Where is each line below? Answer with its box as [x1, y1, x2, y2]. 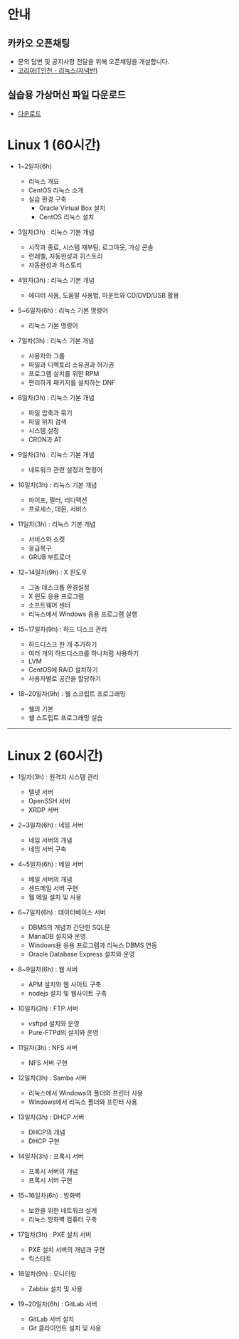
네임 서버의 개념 [28, 835, 73, 844]
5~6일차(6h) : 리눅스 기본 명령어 [17, 306, 108, 314]
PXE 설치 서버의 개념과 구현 [28, 1245, 105, 1254]
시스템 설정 [28, 426, 59, 434]
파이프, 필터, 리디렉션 [28, 496, 87, 504]
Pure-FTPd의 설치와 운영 [28, 1028, 99, 1036]
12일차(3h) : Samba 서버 [17, 1073, 87, 1082]
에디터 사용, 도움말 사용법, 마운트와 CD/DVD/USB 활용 [28, 291, 179, 299]
